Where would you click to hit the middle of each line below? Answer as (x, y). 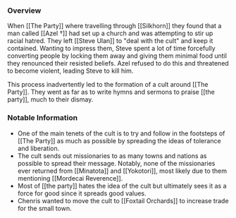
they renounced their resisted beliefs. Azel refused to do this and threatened (118, 63)
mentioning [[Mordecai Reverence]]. (70, 178)
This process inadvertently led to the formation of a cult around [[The (108, 85)
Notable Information (43, 118)
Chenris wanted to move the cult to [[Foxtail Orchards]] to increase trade (123, 200)
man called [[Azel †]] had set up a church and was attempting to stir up (110, 33)
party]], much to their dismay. (50, 99)
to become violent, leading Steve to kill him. (70, 71)
